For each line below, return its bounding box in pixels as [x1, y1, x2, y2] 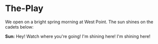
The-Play [5, 3, 44, 14]
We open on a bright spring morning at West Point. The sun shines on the [5, 19, 154, 25]
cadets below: [5, 24, 34, 29]
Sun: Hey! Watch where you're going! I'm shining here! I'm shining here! [5, 33, 151, 39]
